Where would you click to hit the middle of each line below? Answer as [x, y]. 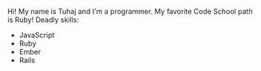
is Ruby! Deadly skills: [43, 20]
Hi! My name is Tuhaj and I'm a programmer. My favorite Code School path [130, 11]
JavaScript [37, 35]
